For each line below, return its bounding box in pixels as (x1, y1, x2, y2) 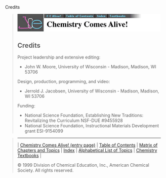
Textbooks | (17, 152, 42, 159)
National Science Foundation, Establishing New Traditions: (24, 113, 144, 119)
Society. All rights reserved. (17, 167, 74, 174)
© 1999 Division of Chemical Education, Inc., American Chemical (17, 162, 150, 168)
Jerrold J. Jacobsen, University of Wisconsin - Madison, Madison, (24, 88, 160, 94)
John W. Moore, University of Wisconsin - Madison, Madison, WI (24, 64, 157, 70)
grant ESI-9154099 (24, 128, 63, 134)
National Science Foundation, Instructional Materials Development (24, 123, 159, 129)
